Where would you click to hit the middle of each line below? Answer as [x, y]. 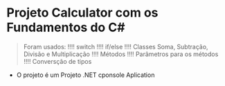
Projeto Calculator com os [82, 13]
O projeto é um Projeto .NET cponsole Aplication [85, 75]
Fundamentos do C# [66, 27]
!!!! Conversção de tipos [57, 61]
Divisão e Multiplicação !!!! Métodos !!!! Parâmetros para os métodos [121, 54]
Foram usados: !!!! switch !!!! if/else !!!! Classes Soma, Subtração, [116, 46]
